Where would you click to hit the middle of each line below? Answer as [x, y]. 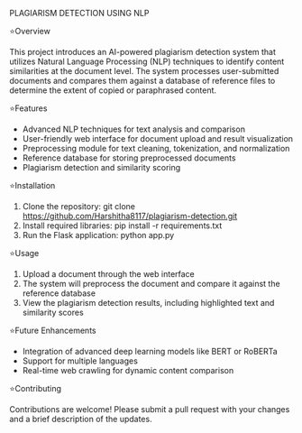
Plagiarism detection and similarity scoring [101, 167]
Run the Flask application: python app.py [98, 235]
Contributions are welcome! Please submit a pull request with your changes [150, 409]
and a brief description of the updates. [81, 419]
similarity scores [53, 312]
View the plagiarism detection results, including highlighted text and [148, 303]
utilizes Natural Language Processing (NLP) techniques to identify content [147, 61]
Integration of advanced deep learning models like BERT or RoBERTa [150, 351]
